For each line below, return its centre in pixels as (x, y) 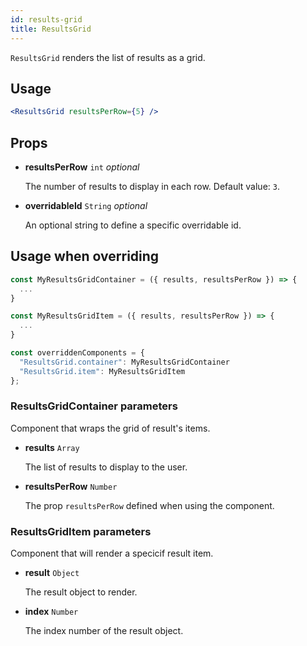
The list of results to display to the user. (106, 467)
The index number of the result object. (104, 631)
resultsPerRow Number (71, 486)
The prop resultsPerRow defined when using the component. (149, 505)
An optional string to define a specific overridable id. (133, 225)
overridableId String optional (86, 205)
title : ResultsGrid (51, 29)
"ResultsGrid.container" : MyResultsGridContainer (124, 362)
